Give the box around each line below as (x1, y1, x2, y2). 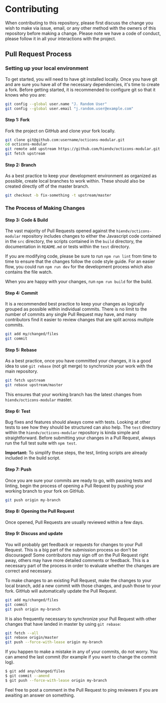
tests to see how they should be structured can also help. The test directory (5, 424, 161, 430)
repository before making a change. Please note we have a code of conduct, (5, 30, 161, 36)
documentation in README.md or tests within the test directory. (5, 244, 130, 250)
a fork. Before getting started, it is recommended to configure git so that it (5, 87, 156, 93)
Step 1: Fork (5, 116, 30, 122)
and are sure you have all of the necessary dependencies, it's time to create (5, 81, 160, 87)
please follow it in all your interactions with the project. (5, 36, 116, 42)
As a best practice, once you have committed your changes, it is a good (5, 358, 152, 364)
